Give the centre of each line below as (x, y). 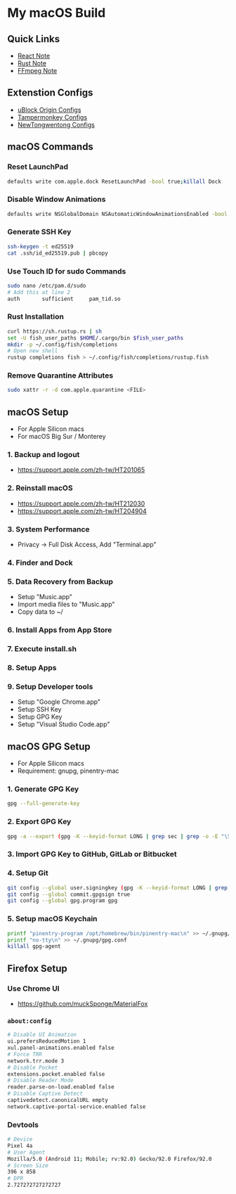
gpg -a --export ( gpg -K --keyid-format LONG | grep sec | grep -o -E (113, 836)
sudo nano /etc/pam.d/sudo (47, 285)
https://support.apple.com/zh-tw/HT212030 (81, 503)
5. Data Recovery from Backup (60, 582)
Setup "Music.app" (45, 597)
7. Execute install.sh (42, 649)
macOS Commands (50, 147)
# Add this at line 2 (39, 292)
